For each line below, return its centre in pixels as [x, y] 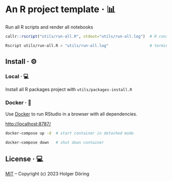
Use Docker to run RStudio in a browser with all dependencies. [71, 114]
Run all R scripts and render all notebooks [49, 27]
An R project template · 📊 [61, 9]
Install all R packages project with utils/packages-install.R [69, 89]
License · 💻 [24, 159]
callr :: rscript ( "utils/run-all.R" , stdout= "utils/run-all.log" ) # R [81, 36]
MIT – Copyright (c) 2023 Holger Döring [47, 174]
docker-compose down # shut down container [55, 142]
